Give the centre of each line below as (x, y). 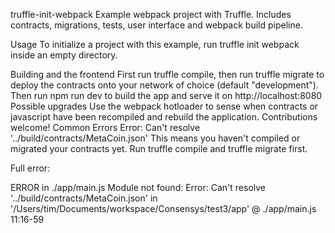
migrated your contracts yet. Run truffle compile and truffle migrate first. (159, 148)
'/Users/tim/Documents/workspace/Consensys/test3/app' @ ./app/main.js (163, 208)
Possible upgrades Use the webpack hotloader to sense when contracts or (164, 106)
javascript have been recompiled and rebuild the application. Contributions (164, 117)
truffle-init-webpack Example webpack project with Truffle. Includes (151, 14)
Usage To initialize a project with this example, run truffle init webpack (155, 44)
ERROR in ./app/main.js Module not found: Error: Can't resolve (138, 187)
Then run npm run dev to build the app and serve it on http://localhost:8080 (166, 95)
